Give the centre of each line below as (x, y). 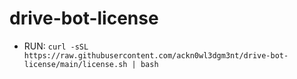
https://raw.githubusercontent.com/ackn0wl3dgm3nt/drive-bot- (156, 55)
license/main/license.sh (75, 64)
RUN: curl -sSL (56, 46)
